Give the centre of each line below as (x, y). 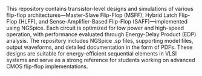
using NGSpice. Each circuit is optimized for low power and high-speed (95, 28)
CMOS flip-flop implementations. (47, 66)
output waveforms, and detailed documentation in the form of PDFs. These (99, 47)
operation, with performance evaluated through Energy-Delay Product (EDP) (101, 34)
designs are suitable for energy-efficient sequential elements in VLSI (92, 53)
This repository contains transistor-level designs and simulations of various (100, 9)
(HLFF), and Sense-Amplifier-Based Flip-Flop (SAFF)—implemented (103, 21)
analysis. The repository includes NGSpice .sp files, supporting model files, (100, 41)
